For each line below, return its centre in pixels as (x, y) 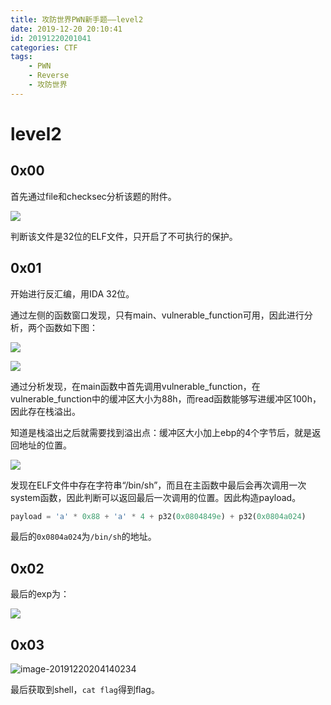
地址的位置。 (45, 445)
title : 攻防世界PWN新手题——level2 (77, 19)
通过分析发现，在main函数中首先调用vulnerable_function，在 (135, 386)
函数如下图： (71, 327)
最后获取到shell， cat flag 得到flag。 (85, 690)
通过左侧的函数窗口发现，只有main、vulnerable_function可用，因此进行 (157, 315)
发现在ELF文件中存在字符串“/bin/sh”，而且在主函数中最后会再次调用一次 (158, 485)
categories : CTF (44, 47)
